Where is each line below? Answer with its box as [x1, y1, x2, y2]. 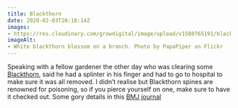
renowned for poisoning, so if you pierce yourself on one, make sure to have [7, 85, 230, 93]
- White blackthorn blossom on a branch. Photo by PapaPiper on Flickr [7, 43, 223, 50]
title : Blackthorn [7, 10, 62, 18]
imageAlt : [7, 37, 37, 44]
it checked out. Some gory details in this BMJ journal [7, 92, 161, 101]
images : [7, 23, 30, 30]
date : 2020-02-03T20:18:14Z [7, 17, 91, 24]
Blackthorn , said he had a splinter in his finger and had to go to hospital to [7, 70, 223, 78]
